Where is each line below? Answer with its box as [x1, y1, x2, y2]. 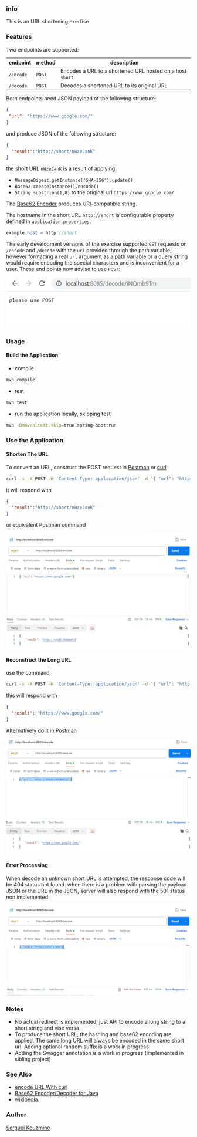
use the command [6, 669, 50, 676]
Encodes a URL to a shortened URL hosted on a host [60, 67, 186, 75]
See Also [6, 1070, 32, 1078]
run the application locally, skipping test [14, 410, 111, 417]
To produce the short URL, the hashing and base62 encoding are [14, 1031, 172, 1038]
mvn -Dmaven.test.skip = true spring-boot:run [6, 422, 117, 428]
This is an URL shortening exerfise [6, 18, 89, 25]
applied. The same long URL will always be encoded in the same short [14, 1037, 185, 1044]
